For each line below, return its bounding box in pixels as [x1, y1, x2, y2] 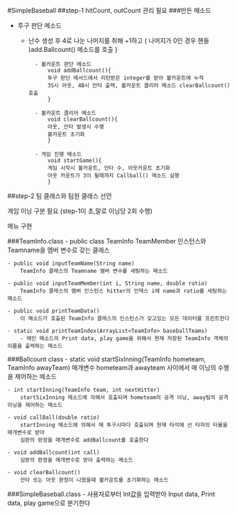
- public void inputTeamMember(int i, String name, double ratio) [7, 280, 208, 287]
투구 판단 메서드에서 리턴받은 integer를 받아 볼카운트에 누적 [47, 75, 204, 82]
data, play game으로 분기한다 [7, 499, 91, 507]
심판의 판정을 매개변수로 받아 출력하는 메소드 [20, 456, 133, 464]
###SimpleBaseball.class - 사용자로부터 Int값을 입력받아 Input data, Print [7, 490, 215, 498]
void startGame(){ [47, 157, 102, 164]
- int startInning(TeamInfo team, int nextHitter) [7, 386, 160, 393]
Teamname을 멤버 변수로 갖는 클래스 [7, 246, 110, 254]
